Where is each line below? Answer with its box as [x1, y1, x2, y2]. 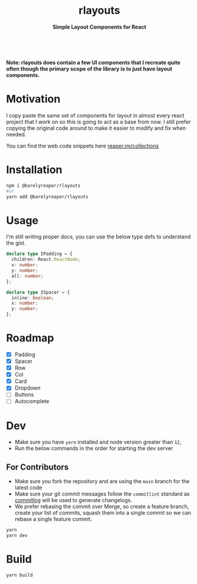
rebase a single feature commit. [14, 516, 92, 523]
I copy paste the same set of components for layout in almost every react [6, 111, 185, 119]
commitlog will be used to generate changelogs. [14, 497, 133, 504]
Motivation [6, 92, 61, 106]
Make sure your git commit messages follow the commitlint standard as [14, 490, 190, 497]
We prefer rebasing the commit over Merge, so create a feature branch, [14, 503, 189, 510]
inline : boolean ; [11, 295, 54, 301]
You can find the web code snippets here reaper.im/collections [6, 142, 159, 149]
